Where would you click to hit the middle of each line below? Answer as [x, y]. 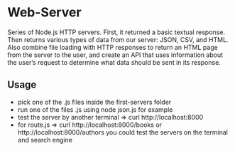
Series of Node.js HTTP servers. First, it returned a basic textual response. [116, 32]
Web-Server [44, 12]
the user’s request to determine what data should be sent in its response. [114, 62]
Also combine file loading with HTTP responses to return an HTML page [113, 47]
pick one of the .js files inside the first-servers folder [94, 102]
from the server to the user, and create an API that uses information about [115, 55]
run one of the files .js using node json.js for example [95, 109]
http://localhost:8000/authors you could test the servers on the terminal [123, 132]
